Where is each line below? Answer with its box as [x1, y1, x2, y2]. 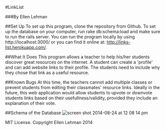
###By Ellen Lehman [5, 14, 48, 19]
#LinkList [5, 4, 24, 10]
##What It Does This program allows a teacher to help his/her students [5, 54, 150, 60]
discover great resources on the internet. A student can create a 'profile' [5, 59, 153, 65]
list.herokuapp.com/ [5, 44, 46, 50]
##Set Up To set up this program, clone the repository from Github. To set [5, 23, 156, 29]
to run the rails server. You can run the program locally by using [5, 34, 135, 40]
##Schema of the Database [5, 110, 61, 116]
